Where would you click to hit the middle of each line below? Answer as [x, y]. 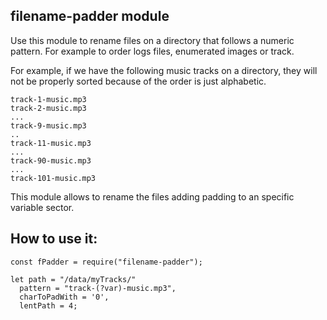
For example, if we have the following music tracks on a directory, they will [164, 70]
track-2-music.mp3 [48, 108]
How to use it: [54, 239]
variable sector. [42, 207]
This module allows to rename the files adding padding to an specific [152, 196]
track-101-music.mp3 [53, 178]
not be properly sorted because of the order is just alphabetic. [138, 81]
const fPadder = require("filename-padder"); [106, 262]
